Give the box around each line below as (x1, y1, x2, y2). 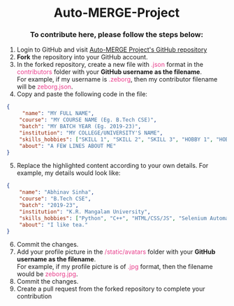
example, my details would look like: (16, 169, 121, 177)
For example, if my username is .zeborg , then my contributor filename (16, 75, 218, 84)
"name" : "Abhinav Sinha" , (19, 189, 95, 196)
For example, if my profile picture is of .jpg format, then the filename (16, 263, 214, 271)
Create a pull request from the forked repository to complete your (16, 284, 205, 293)
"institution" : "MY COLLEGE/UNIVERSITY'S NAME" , (19, 129, 163, 137)
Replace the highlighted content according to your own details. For (16, 162, 209, 170)
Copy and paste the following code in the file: (16, 90, 148, 98)
